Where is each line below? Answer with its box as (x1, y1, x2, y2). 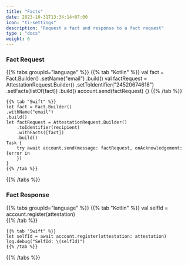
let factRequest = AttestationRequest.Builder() (6, 119, 127, 125)
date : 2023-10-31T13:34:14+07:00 (6, 14, 88, 20)
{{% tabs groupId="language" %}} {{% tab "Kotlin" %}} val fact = (6, 69, 164, 76)
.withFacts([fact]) (16, 130, 65, 136)
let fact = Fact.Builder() (6, 104, 72, 110)
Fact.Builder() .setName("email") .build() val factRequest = (6, 75, 147, 82)
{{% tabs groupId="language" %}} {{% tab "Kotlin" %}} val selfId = (6, 204, 169, 211)
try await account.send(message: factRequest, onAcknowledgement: (16, 145, 183, 151)
